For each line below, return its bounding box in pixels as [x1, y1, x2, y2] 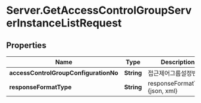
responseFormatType [9, 83, 72, 91]
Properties [6, 40, 47, 50]
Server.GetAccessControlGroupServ [6, 4, 192, 17]
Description [160, 58, 195, 66]
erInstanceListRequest [6, 16, 122, 30]
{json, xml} [147, 87, 178, 95]
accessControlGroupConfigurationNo [9, 69, 118, 77]
